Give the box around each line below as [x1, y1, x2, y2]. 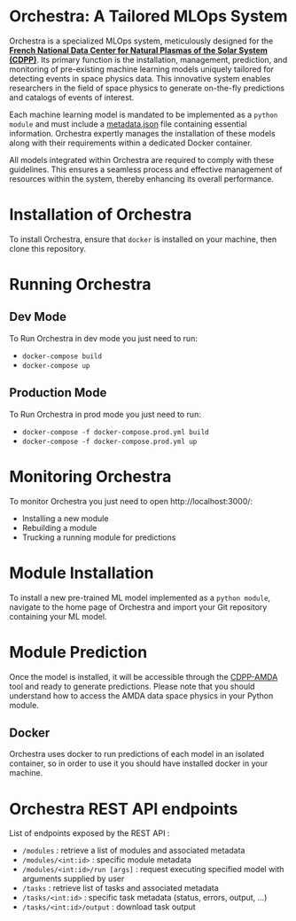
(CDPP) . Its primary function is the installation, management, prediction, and [9, 54, 288, 65]
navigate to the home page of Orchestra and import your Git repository [9, 601, 268, 613]
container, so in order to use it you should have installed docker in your [9, 758, 269, 769]
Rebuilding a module [21, 522, 97, 533]
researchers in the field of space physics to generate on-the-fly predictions [9, 82, 285, 93]
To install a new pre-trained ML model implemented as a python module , [9, 592, 271, 603]
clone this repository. [9, 243, 87, 254]
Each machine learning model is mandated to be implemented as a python [9, 109, 278, 120]
